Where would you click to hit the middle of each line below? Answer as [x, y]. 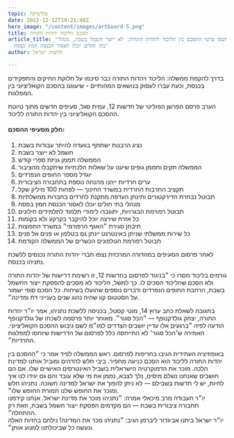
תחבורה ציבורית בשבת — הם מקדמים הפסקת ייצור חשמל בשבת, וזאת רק [103, 405]
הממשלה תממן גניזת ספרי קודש [59, 160]
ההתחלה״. [22, 413]
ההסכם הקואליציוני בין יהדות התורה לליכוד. [64, 113]
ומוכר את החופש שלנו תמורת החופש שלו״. [63, 391]
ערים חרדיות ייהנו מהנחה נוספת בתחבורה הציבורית [84, 182]
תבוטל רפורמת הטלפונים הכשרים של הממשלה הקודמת [90, 241]
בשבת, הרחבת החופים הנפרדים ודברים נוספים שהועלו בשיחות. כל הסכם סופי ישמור [116, 290]
